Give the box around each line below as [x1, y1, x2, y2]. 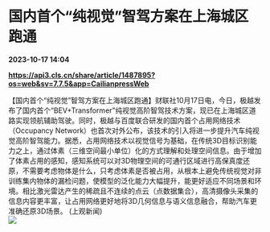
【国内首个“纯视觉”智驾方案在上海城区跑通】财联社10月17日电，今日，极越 [8, 95, 255, 105]
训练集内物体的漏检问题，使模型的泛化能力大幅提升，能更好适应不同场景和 [8, 176, 255, 185]
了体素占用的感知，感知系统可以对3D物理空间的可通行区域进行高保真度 [8, 155, 243, 165]
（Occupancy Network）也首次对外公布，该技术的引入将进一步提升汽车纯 [8, 126, 253, 135]
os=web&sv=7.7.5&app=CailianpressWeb [8, 78, 149, 89]
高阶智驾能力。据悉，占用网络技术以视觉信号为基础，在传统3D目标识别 [14, 135, 251, 145]
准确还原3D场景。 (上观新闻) [8, 206, 103, 216]
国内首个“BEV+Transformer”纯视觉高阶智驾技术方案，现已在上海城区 [22, 106, 249, 115]
